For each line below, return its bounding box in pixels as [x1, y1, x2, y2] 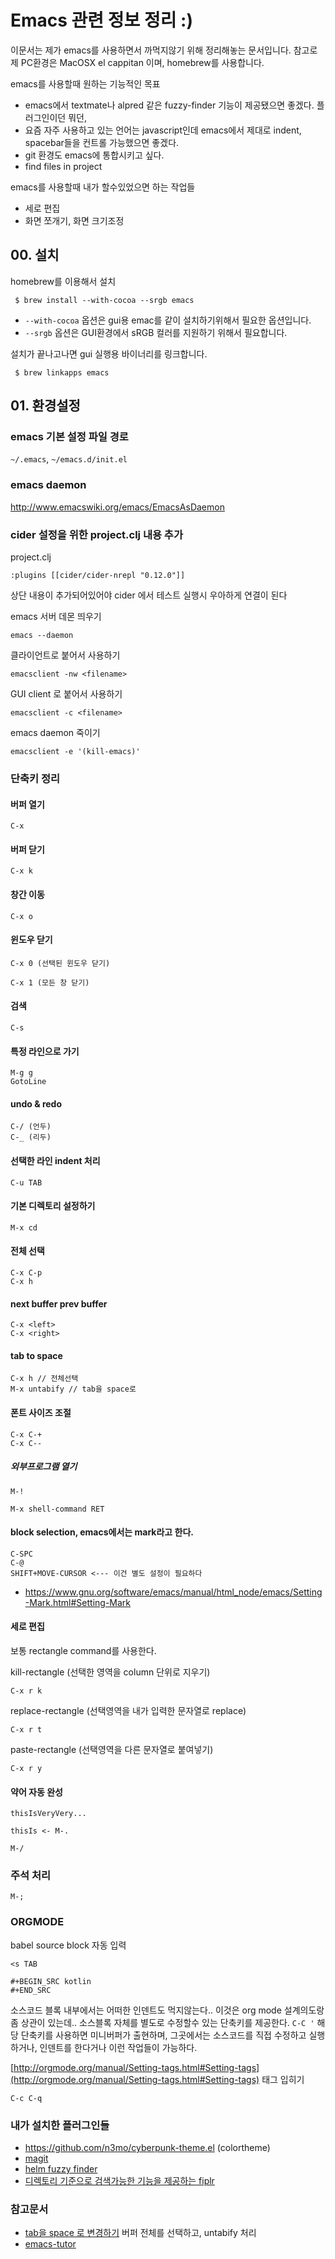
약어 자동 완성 [10, 1786, 63, 1798]
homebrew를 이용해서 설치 [10, 275, 117, 287]
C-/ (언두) [10, 1122, 52, 1132]
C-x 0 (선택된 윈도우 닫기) [10, 958, 111, 968]
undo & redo [10, 1097, 62, 1110]
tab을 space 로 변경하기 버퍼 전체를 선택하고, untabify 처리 [24, 2227, 257, 2239]
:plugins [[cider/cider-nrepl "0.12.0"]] [10, 571, 186, 581]
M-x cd [10, 1222, 38, 1233]
